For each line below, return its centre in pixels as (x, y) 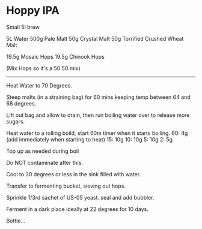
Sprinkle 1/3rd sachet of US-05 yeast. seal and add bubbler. (80, 197)
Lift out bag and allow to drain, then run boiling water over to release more (98, 115)
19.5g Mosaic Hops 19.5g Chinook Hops (56, 56)
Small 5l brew (23, 27)
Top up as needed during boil (43, 151)
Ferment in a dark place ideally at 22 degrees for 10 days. (77, 209)
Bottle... (16, 221)
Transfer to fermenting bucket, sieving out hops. (66, 186)
